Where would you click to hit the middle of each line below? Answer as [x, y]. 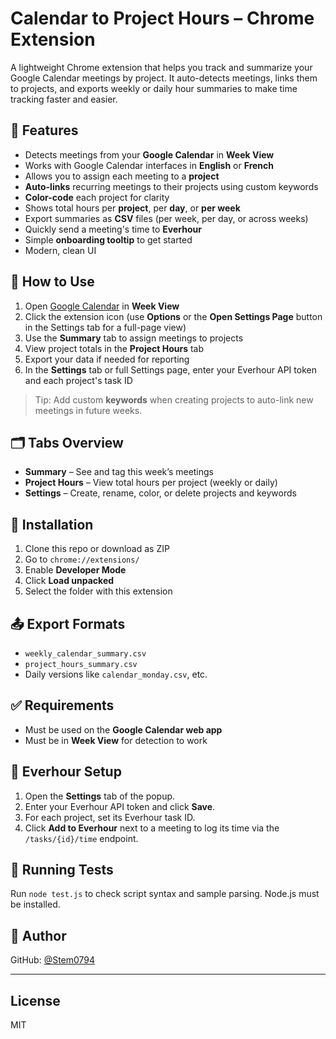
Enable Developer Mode [75, 570]
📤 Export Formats [68, 623]
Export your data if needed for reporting [107, 359]
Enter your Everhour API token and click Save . [120, 806]
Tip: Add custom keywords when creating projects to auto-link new [174, 399]
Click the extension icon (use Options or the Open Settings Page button [173, 316]
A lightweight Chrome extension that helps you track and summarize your [161, 67]
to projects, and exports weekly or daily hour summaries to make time [154, 88]
